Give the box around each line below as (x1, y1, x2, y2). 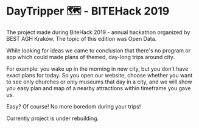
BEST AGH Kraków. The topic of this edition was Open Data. (6, 35, 157, 42)
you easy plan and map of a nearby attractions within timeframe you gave (6, 84, 191, 91)
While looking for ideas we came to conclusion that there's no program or (6, 46, 190, 54)
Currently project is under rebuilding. (6, 115, 99, 122)
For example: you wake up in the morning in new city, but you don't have (6, 65, 189, 73)
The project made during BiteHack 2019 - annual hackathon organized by (6, 28, 190, 36)
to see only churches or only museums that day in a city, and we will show (6, 78, 193, 85)
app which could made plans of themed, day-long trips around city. (6, 53, 175, 60)
